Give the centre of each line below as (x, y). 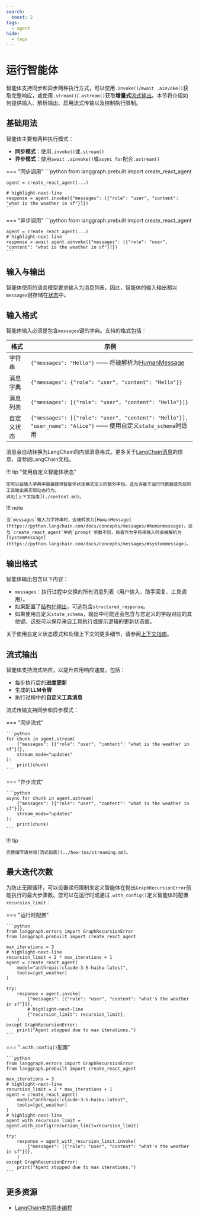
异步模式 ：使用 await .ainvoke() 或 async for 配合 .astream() (87, 158)
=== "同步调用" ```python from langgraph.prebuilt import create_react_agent (99, 171)
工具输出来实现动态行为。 (33, 491)
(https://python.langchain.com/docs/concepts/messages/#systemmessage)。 (99, 544)
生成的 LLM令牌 (33, 690)
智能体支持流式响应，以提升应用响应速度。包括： (66, 670)
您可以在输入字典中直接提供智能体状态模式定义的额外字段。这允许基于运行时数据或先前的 (99, 484)
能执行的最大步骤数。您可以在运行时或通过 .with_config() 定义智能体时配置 (97, 895)
